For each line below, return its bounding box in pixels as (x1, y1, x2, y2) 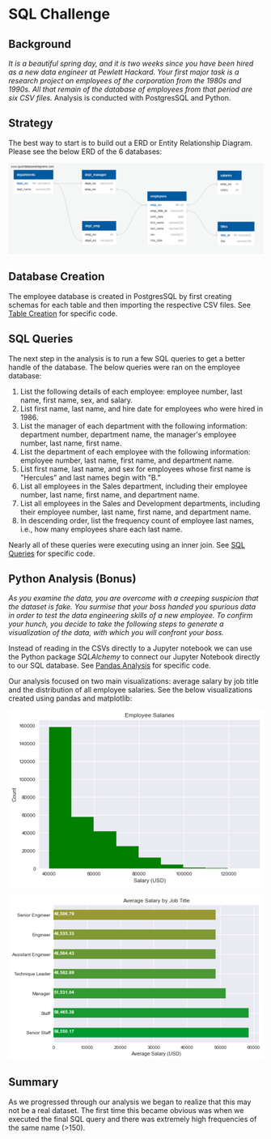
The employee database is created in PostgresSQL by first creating (8, 291, 232, 301)
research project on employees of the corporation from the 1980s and (8, 76, 242, 85)
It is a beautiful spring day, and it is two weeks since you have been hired (8, 58, 254, 68)
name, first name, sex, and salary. (19, 395, 133, 405)
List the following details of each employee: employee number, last (19, 386, 243, 396)
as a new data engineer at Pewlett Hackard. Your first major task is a (8, 67, 239, 77)
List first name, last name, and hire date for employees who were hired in (19, 403, 264, 413)
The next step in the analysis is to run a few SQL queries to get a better (8, 353, 245, 363)
